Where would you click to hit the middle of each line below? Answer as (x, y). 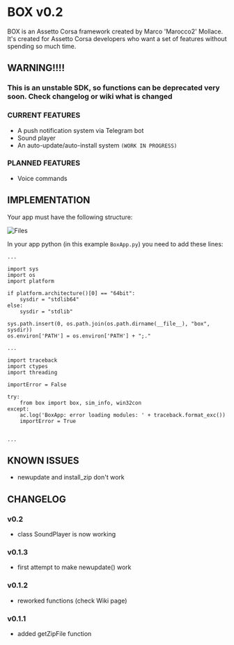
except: (18, 409)
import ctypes (28, 366)
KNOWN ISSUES (43, 461)
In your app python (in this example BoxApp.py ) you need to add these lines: (115, 244)
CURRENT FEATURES (44, 116)
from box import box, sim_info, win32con (80, 403)
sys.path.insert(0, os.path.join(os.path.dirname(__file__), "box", (109, 324)
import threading (32, 372)
